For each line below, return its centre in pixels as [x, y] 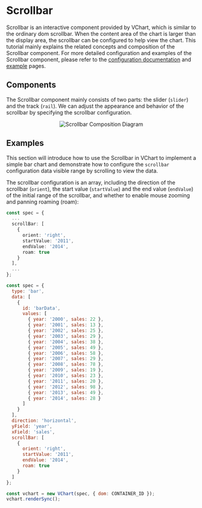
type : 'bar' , [28, 291]
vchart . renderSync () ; [33, 499]
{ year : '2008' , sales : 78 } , [66, 365]
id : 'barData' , [41, 308]
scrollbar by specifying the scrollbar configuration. [69, 112]
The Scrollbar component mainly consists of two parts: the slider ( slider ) [97, 99]
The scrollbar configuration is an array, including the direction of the [91, 182]
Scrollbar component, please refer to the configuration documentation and [99, 59]
